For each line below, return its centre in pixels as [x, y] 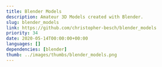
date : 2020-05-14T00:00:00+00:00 [47, 38]
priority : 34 [22, 33]
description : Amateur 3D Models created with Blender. [75, 17]
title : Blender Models [34, 11]
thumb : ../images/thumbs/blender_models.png [62, 55]
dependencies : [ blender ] [37, 50]
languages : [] [24, 44]
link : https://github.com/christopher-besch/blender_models [82, 28]
